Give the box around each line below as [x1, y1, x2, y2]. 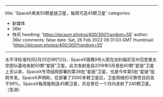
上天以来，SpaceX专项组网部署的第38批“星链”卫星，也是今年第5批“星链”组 [5, 69, 155, 74]
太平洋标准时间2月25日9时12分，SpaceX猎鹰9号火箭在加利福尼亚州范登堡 [5, 56, 153, 62]
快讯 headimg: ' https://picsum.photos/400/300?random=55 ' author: [12, 32, 148, 37]
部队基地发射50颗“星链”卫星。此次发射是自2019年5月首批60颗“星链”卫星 [9, 63, 154, 68]
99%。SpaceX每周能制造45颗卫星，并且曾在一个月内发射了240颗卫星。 [9, 81, 154, 86]
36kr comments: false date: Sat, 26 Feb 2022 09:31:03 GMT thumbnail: [12, 37, 154, 42]
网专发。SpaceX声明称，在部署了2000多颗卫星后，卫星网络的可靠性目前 [5, 75, 150, 80]
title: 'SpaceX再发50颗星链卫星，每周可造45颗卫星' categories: [5, 10, 131, 16]
